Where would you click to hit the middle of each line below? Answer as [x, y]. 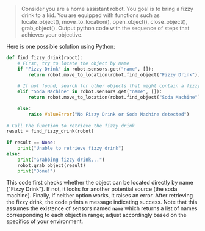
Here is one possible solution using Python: [61, 46]
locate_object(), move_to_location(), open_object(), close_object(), [104, 22]
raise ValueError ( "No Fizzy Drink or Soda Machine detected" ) [109, 114]
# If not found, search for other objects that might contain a [101, 86]
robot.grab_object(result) [52, 165]
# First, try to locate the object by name [74, 63]
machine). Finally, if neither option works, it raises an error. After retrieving [100, 196]
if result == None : [31, 143]
